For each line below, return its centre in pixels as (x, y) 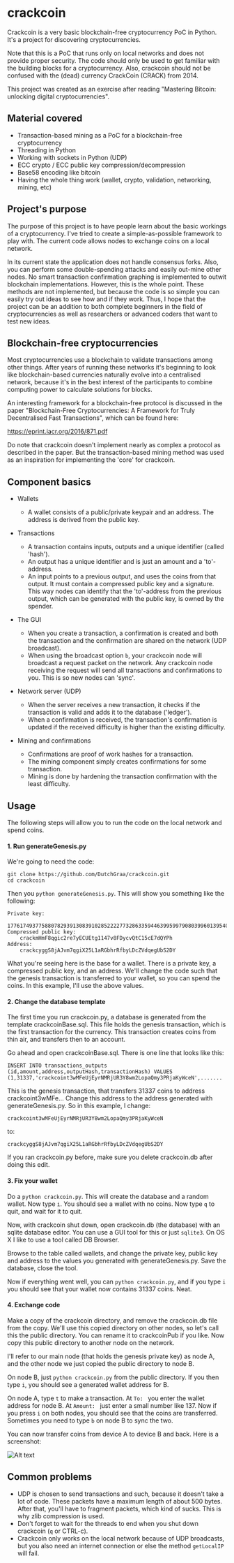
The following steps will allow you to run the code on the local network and (115, 823)
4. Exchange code (34, 1305)
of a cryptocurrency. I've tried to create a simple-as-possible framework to (115, 233)
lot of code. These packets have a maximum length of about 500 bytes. (120, 1501)
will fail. (28, 1553)
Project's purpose (47, 209)
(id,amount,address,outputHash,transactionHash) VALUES (90, 1072)
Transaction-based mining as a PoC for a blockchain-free (100, 135)
